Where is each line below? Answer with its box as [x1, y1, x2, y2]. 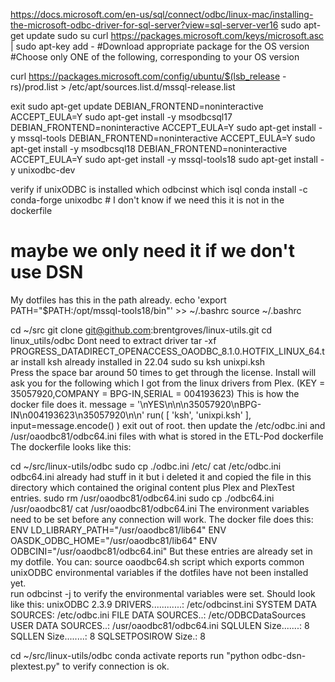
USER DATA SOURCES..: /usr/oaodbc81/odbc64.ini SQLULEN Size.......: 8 [10, 619, 310, 631]
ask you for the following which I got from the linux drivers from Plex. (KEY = [10, 377, 326, 389]
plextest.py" [10, 660, 61, 672]
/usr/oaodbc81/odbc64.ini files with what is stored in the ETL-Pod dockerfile [10, 430, 324, 442]
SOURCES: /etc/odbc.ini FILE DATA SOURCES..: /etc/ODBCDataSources [10, 609, 307, 621]
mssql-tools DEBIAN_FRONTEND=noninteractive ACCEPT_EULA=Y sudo [17, 132, 316, 144]
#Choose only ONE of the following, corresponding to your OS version [10, 51, 300, 63]
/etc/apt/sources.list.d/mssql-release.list [68, 81, 236, 93]
